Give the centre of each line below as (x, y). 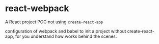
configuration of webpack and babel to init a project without (66, 31)
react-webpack (37, 8)
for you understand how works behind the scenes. (66, 36)
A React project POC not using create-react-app (54, 22)
